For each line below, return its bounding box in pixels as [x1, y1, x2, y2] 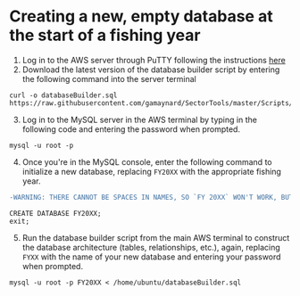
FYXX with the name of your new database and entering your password [21, 251, 281, 262]
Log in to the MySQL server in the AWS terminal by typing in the [21, 114, 257, 125]
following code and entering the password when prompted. [21, 123, 241, 135]
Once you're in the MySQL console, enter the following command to [21, 156, 272, 167]
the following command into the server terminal [21, 73, 196, 84]
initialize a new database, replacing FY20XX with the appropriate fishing [21, 166, 281, 177]
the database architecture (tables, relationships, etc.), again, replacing [21, 242, 281, 252]
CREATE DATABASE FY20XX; [9, 209, 102, 218]
